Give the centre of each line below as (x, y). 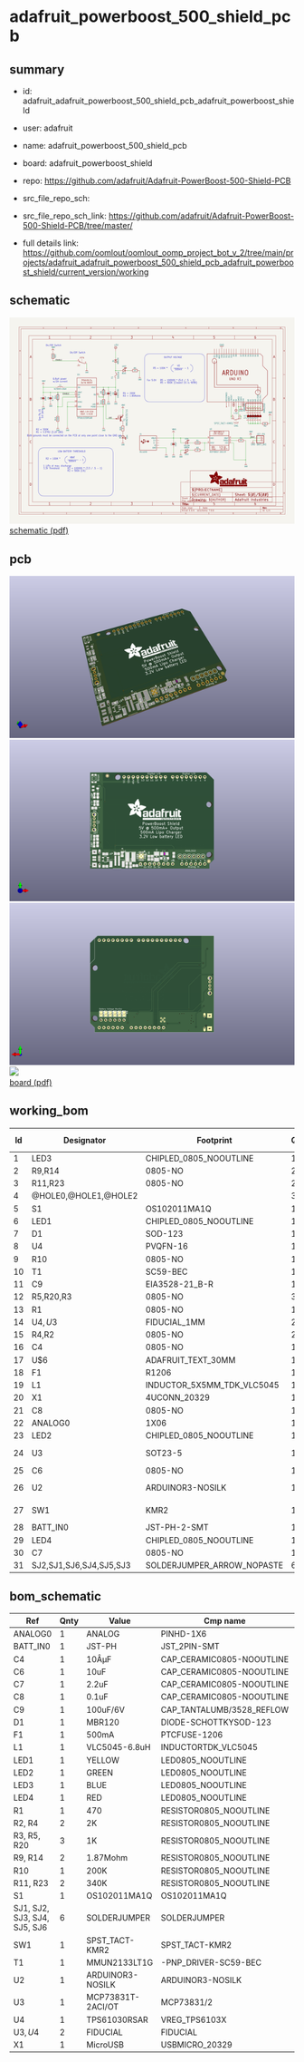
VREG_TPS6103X (194, 2019)
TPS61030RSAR (118, 2019)
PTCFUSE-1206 (192, 1735)
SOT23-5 (164, 1453)
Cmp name (224, 1620)
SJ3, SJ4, (31, 1918)
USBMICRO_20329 (196, 2045)
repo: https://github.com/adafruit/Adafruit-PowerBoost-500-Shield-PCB (157, 180)
